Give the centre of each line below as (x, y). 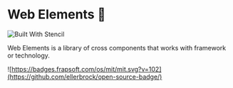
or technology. (29, 55)
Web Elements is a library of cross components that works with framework (117, 48)
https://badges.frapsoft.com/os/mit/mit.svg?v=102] (87, 69)
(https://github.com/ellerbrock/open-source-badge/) (85, 77)
